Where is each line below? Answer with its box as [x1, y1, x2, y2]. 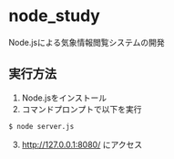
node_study [8, 5, 101, 26]
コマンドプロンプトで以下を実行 [21, 103, 142, 114]
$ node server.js [8, 122, 75, 131]
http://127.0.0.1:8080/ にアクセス [21, 139, 143, 150]
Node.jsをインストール [21, 92, 107, 103]
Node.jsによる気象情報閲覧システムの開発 [8, 37, 165, 48]
